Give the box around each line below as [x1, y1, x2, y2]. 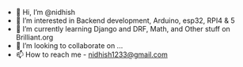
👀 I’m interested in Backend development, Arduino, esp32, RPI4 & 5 [15, 16, 235, 25]
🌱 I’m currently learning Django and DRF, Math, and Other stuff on [15, 24, 231, 33]
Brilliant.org [15, 32, 54, 42]
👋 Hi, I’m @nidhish [15, 8, 76, 17]
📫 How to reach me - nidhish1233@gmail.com [15, 50, 168, 59]
